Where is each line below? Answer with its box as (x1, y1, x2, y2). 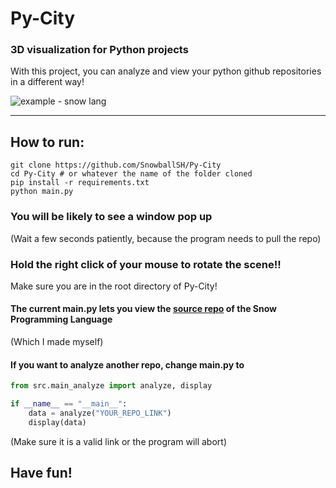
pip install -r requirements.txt (10, 178, 150, 188)
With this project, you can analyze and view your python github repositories (10, 65, 322, 77)
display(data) (28, 417, 87, 427)
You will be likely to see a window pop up (10, 210, 213, 224)
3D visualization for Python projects (10, 43, 189, 57)
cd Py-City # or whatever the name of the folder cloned (10, 169, 253, 179)
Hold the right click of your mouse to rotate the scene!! (10, 257, 282, 271)
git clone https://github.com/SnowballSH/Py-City (10, 160, 222, 171)
